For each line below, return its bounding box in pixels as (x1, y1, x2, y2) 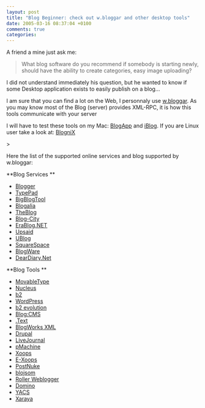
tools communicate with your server (6, 110, 97, 118)
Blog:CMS (15, 311, 41, 318)
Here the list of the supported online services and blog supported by (6, 153, 179, 160)
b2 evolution (15, 304, 47, 311)
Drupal (15, 330, 32, 338)
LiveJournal (15, 336, 45, 344)
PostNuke (15, 363, 40, 370)
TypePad (15, 189, 38, 197)
